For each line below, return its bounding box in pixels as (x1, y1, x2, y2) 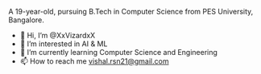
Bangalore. (8, 15, 44, 25)
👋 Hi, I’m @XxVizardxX (19, 31, 96, 40)
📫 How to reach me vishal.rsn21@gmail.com (19, 56, 169, 66)
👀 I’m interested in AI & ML (19, 39, 108, 49)
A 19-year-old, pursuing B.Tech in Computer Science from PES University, (8, 7, 254, 16)
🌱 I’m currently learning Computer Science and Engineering (19, 48, 217, 56)
